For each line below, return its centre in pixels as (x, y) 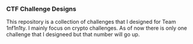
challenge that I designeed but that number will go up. (73, 34)
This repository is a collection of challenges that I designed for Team (91, 22)
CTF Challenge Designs (41, 9)
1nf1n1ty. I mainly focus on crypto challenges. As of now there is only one (97, 28)
